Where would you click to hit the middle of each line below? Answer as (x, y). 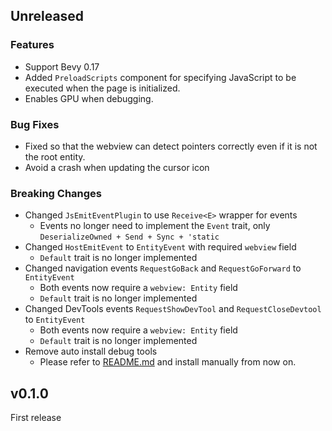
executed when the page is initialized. (102, 88)
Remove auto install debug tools (91, 351)
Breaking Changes (56, 193)
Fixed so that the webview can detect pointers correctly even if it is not (171, 146)
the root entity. (55, 156)
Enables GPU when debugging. (89, 98)
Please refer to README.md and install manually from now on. (168, 362)
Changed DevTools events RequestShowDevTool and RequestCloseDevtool (173, 309)
